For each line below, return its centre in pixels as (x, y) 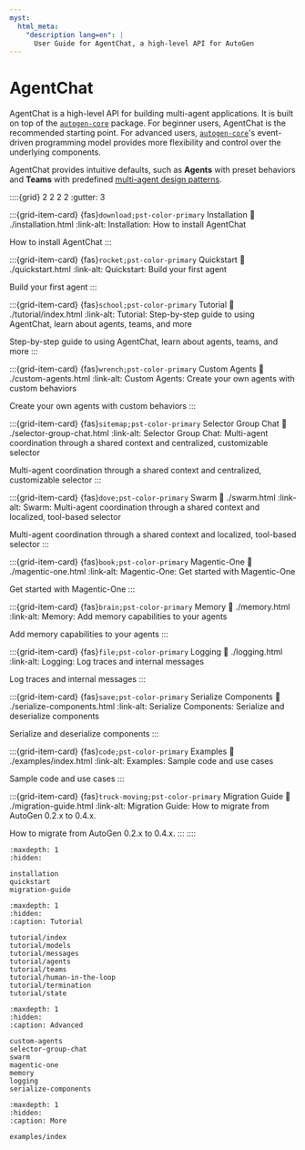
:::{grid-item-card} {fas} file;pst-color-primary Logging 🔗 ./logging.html (146, 652)
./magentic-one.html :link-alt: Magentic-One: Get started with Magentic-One (152, 572)
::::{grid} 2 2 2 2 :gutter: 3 (57, 198)
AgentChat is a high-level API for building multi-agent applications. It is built (152, 114)
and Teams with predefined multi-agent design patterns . (116, 179)
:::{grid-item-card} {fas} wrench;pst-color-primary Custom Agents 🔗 (137, 369)
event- (269, 133)
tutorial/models (40, 946)
